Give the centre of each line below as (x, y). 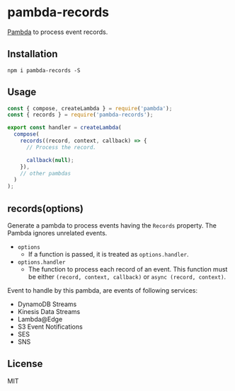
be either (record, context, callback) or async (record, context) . (127, 277)
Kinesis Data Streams (49, 311)
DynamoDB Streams (47, 304)
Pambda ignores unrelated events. (57, 233)
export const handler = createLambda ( (64, 128)
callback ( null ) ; (50, 160)
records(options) (45, 208)
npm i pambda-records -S (44, 70)
